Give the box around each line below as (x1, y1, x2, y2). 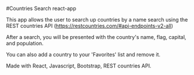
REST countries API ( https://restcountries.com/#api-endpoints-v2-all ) (6, 23, 174, 29)
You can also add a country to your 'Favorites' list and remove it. (6, 51, 161, 58)
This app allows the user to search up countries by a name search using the (6, 16, 188, 23)
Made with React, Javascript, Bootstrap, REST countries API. (6, 62, 151, 69)
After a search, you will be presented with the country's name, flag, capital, (6, 34, 186, 40)
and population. (6, 40, 44, 47)
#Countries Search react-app (6, 5, 77, 12)
